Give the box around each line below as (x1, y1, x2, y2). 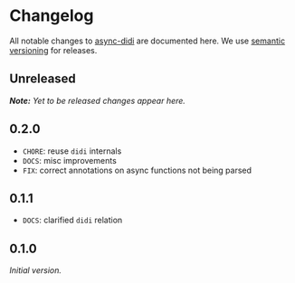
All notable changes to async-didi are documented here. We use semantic (9, 35, 286, 46)
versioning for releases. (9, 44, 98, 55)
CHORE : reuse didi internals (22, 146, 122, 156)
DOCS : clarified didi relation (22, 214, 123, 226)
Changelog (9, 5, 94, 26)
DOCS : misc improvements (22, 155, 118, 165)
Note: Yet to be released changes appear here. (9, 95, 186, 106)
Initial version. (9, 265, 62, 276)
